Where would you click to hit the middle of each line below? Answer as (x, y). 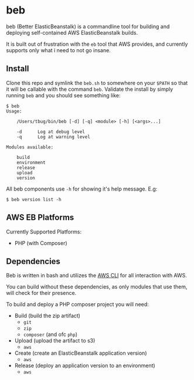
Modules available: (30, 147)
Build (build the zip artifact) (47, 316)
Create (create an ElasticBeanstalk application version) (81, 353)
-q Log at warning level (54, 137)
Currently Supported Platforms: (44, 232)
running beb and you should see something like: (64, 95)
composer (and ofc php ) (50, 334)
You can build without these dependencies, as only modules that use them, (97, 287)
